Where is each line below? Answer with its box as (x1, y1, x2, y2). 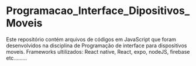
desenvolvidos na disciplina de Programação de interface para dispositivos (6, 42, 187, 49)
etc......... (6, 54, 27, 61)
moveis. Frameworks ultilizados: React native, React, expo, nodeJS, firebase (6, 48, 190, 55)
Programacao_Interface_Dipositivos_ (6, 4, 190, 18)
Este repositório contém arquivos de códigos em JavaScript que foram (6, 36, 177, 43)
